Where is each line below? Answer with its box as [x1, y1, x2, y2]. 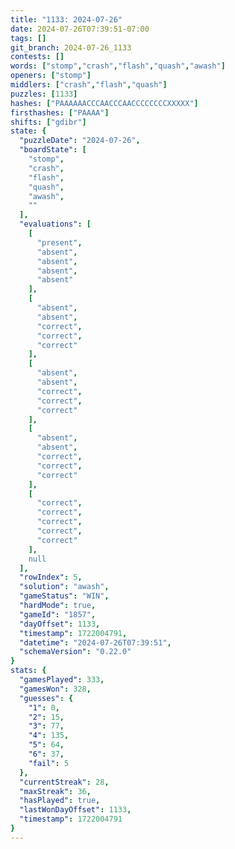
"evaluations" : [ [19, 219, 92, 230]
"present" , [36, 237, 83, 248]
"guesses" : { [19, 693, 74, 703]
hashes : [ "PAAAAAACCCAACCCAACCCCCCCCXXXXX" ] [10, 98, 199, 108]
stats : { [10, 666, 47, 676]
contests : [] [10, 52, 65, 62]
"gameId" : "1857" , [19, 609, 97, 620]
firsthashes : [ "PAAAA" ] [10, 107, 110, 118]
